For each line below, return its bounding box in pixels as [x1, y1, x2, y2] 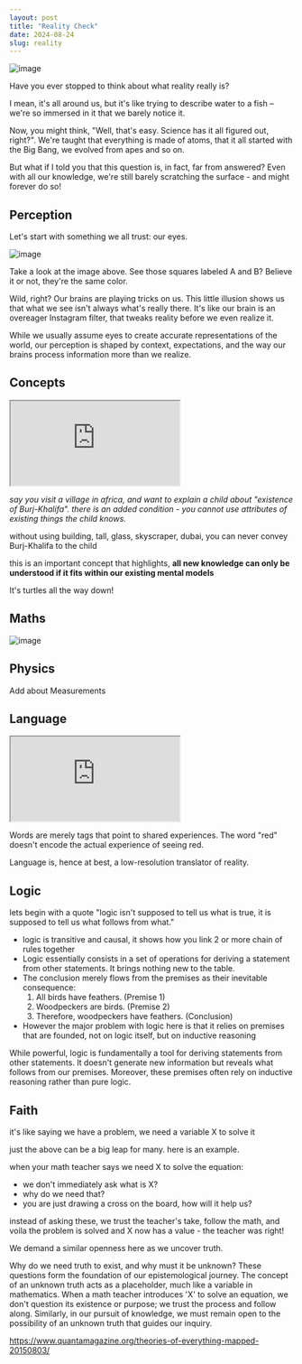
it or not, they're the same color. [9, 276, 128, 287]
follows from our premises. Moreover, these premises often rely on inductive [9, 1067, 293, 1078]
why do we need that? [22, 1188, 105, 1199]
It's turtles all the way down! [9, 584, 114, 596]
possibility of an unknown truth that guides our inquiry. [9, 1317, 213, 1328]
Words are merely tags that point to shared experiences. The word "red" [9, 830, 278, 840]
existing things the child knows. [9, 513, 126, 524]
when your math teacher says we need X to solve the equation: [9, 1161, 244, 1172]
